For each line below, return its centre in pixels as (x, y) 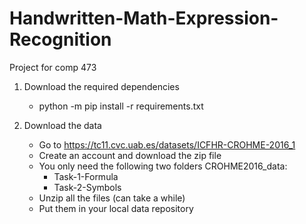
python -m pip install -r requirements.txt (121, 106)
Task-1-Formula (86, 176)
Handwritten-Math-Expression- (144, 18)
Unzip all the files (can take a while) (112, 198)
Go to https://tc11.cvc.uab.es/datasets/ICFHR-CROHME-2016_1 (167, 144)
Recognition (60, 39)
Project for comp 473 (53, 67)
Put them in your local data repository (116, 208)
